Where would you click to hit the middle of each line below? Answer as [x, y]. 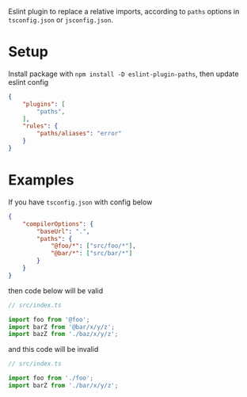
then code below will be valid [56, 290]
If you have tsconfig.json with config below [80, 202]
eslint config [28, 82]
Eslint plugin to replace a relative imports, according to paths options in [124, 11]
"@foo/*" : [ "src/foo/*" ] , [93, 246]
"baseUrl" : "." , [63, 231]
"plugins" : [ [44, 104]
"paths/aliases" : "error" [80, 134]
